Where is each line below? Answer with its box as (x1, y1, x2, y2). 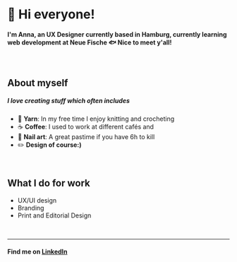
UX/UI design (17, 196, 57, 204)
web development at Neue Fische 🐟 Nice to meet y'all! (7, 38, 172, 47)
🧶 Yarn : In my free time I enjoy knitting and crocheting (17, 114, 175, 123)
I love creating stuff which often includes (7, 97, 130, 105)
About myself (7, 77, 68, 89)
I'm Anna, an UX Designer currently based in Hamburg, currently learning (7, 30, 227, 38)
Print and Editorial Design (17, 211, 92, 220)
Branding (17, 203, 44, 212)
